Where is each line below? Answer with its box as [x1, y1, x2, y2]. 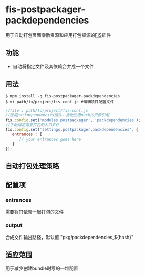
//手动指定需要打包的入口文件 [5, 122, 60, 128]
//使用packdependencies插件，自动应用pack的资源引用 [5, 113, 109, 118]
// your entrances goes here [18, 136, 81, 142]
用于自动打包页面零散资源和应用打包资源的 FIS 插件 [5, 32, 111, 38]
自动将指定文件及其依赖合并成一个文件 [12, 63, 94, 69]
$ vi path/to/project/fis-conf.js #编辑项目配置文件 [5, 99, 114, 104]
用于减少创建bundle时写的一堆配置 [5, 265, 78, 271]
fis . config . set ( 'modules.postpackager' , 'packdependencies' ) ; [5, 117, 141, 123]
